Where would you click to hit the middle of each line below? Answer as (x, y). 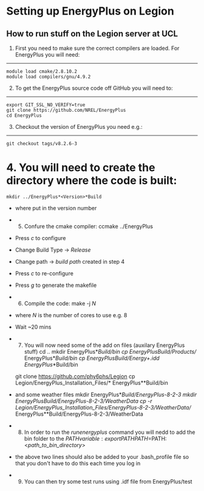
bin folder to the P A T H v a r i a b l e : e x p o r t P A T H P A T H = (88, 438)
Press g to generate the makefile (56, 285)
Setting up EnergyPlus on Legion (90, 11)
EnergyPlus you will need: (47, 55)
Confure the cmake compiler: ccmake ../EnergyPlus (89, 226)
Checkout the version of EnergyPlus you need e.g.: (79, 127)
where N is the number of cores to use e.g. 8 (71, 315)
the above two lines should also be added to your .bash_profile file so (102, 456)
